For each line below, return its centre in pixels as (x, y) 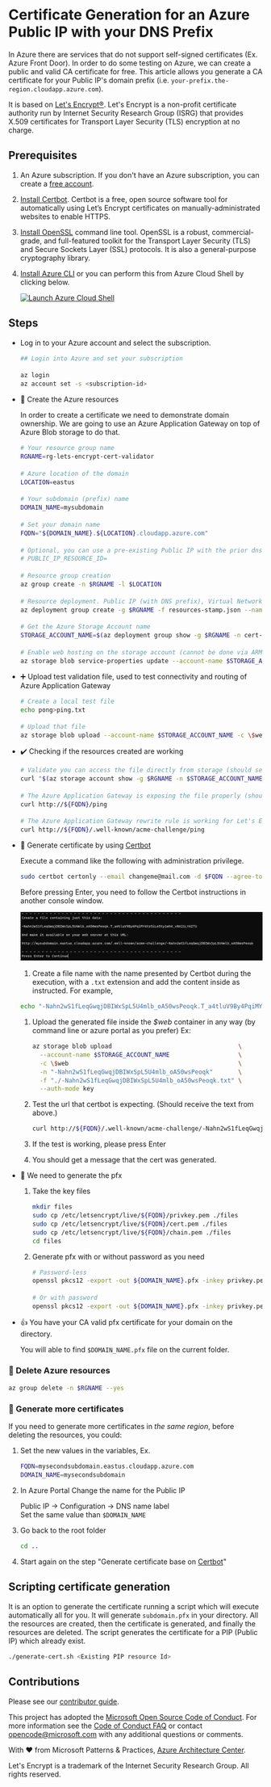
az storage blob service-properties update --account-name (121, 661)
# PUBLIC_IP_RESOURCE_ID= (63, 559)
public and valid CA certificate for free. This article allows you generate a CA (135, 71)
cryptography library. (55, 258)
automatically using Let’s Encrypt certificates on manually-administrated (140, 208)
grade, (31, 241)
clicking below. (45, 282)
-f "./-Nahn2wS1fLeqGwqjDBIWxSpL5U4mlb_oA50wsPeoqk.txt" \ (140, 1080)
